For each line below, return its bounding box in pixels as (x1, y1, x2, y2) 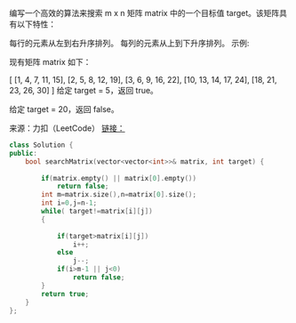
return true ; (41, 289, 90, 298)
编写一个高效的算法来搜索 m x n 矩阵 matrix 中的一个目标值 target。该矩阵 (9, 8, 280, 18)
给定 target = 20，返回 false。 (9, 104, 120, 114)
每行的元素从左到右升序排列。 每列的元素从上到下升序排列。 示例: (9, 38, 250, 48)
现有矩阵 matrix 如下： (9, 57, 92, 67)
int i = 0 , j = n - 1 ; (41, 198, 98, 207)
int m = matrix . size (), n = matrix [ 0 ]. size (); (41, 190, 197, 199)
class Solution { (9, 141, 74, 149)
